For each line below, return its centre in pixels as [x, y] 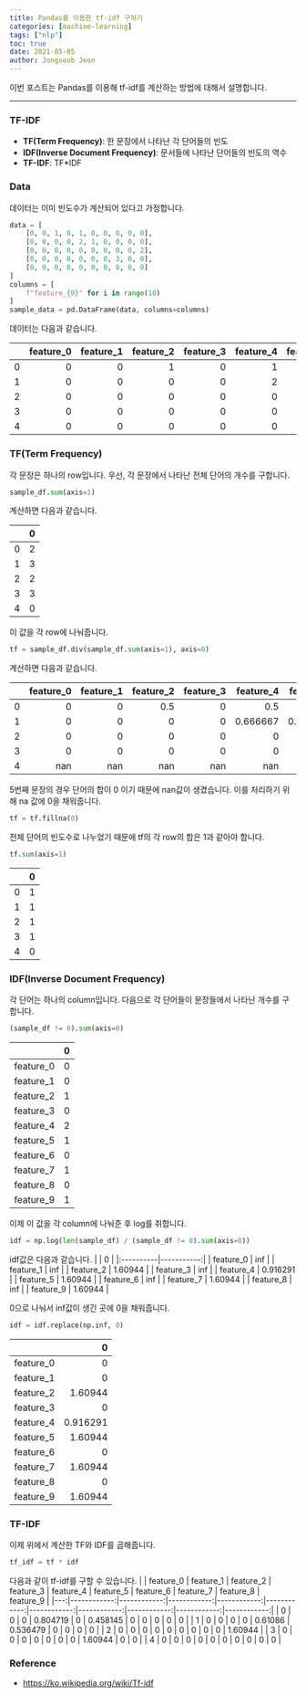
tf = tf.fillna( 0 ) [44, 818]
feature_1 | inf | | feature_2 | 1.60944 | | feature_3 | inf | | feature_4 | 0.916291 [153, 1270]
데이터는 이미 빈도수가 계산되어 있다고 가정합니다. [97, 207]
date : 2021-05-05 [42, 52]
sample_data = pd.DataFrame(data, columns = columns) [109, 310]
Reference [33, 1663]
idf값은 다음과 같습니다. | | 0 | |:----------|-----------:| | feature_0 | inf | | [142, 1260]
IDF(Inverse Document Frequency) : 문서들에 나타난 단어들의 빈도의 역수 [155, 153]
